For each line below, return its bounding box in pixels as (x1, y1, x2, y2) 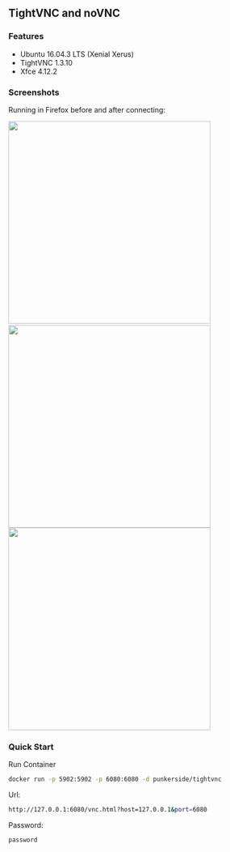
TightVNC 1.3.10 (19, 58, 73, 67)
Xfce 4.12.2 (19, 66, 58, 76)
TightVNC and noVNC (8, 6, 121, 20)
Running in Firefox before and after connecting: (8, 104, 165, 114)
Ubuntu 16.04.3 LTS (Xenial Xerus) (19, 49, 135, 59)
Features (8, 31, 44, 42)
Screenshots (8, 87, 60, 98)
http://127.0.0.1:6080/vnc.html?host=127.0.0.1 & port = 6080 (8, 806, 207, 814)
